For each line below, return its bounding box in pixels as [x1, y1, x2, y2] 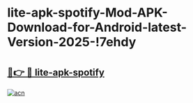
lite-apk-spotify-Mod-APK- [7, 5, 169, 21]
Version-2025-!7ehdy [7, 35, 137, 50]
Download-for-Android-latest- [7, 19, 187, 35]
